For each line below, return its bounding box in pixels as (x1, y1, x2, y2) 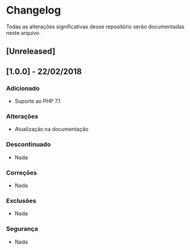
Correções (6, 169, 37, 177)
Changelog (6, 4, 61, 17)
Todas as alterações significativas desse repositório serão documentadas (6, 23, 185, 30)
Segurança (6, 225, 38, 233)
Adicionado (6, 84, 40, 92)
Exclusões (6, 196, 36, 205)
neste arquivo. (6, 29, 41, 36)
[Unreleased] (6, 47, 56, 57)
